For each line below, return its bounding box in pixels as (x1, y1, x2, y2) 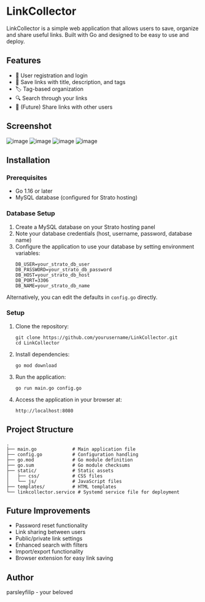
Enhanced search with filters (15, 541, 88, 549)
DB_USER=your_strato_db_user (15, 261, 90, 268)
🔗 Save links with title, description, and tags (15, 78, 126, 85)
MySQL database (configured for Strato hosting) (15, 194, 138, 201)
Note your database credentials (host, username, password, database (15, 230, 192, 237)
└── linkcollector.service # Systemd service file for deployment (6, 489, 180, 495)
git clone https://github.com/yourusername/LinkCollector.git (15, 334, 178, 341)
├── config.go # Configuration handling (6, 451, 139, 458)
